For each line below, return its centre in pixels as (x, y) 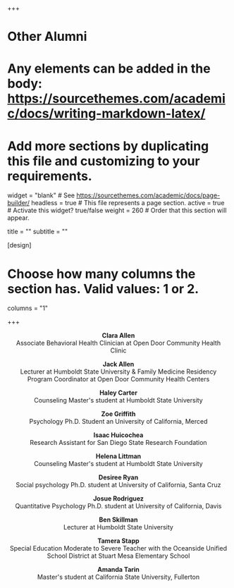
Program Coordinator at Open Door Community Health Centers (118, 379)
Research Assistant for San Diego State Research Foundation (118, 443)
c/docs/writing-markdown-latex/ (106, 114)
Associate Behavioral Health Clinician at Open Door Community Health (118, 343)
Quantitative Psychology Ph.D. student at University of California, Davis (118, 506)
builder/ (19, 203)
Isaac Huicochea (118, 435)
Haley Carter (118, 393)
